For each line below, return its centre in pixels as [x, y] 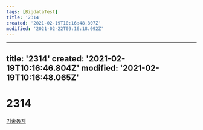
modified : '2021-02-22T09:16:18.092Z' [55, 29]
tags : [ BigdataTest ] [32, 12]
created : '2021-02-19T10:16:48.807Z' [54, 23]
